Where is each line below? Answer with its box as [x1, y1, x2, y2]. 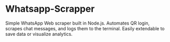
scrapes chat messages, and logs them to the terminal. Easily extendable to [5, 25, 165, 31]
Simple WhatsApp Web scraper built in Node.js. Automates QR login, [5, 20, 150, 26]
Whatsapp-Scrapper [5, 3, 95, 15]
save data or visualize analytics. [5, 31, 73, 37]
